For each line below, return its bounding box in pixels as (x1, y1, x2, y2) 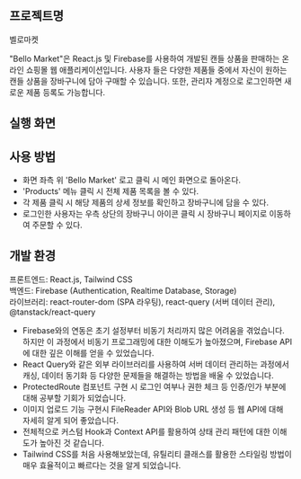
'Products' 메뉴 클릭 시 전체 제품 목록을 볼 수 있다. (22, 186, 199, 197)
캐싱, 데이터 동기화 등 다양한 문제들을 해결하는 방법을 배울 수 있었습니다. (22, 369, 274, 380)
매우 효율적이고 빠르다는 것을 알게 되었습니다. (22, 459, 181, 470)
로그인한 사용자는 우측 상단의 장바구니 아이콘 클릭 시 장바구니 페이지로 (22, 208, 268, 219)
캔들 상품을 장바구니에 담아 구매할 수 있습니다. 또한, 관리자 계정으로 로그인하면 (9, 75, 283, 86)
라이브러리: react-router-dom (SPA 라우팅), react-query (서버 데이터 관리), (9, 296, 276, 307)
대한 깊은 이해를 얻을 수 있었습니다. (31, 347, 155, 358)
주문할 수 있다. (31, 219, 83, 231)
